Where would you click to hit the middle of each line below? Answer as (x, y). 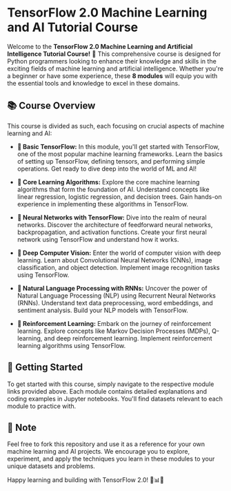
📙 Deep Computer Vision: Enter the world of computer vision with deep (119, 253)
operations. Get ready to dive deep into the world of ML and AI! (107, 169)
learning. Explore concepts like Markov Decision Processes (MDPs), (113, 331)
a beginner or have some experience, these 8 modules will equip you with (112, 76)
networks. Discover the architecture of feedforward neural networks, (115, 224)
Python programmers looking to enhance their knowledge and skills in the (112, 61)
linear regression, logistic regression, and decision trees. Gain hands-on (119, 196)
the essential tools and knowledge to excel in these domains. (94, 83)
